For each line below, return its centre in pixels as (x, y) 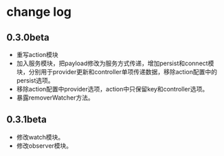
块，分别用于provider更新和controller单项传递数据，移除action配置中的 (117, 72)
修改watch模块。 (40, 137)
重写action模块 (37, 55)
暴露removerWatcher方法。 (55, 98)
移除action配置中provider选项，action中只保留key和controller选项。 (112, 89)
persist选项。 (35, 80)
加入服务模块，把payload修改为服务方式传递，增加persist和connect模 (115, 63)
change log (39, 12)
